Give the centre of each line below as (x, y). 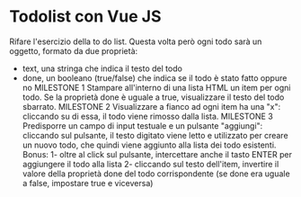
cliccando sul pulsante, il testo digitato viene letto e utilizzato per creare (155, 135)
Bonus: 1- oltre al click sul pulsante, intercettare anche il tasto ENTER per (157, 154)
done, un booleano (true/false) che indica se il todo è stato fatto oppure (155, 77)
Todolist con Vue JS (85, 17)
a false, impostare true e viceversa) (88, 183)
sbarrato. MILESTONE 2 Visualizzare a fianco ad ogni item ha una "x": (151, 106)
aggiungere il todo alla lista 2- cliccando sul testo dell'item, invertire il (150, 164)
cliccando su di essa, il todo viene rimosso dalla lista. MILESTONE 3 (148, 116)
